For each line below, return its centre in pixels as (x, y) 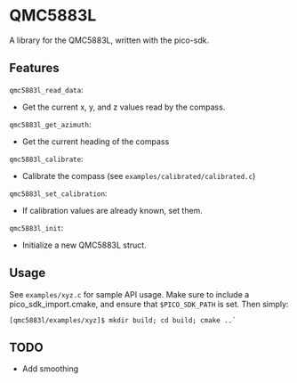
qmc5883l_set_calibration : (58, 193)
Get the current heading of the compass (96, 141)
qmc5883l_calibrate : (46, 159)
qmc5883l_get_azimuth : (50, 124)
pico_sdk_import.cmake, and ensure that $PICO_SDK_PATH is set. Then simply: (149, 304)
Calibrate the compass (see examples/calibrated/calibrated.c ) (139, 175)
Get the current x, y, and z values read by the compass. (124, 107)
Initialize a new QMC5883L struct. (84, 245)
